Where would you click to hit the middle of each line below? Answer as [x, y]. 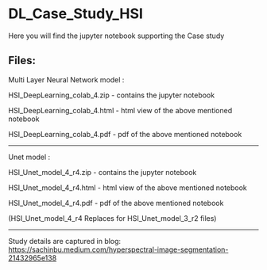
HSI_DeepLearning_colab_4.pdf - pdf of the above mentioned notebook [125, 134]
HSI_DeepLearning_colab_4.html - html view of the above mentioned [120, 110]
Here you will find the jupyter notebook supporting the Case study [116, 36]
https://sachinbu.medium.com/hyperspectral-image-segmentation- [118, 249]
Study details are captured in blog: [65, 241]
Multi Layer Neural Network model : [66, 79]
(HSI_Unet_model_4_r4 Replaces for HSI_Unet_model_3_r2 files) [112, 218]
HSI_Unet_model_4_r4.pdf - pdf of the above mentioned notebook [116, 203]
